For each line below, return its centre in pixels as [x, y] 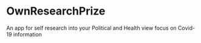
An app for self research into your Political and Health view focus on [92, 28]
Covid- [187, 28]
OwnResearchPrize [56, 11]
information [28, 34]
